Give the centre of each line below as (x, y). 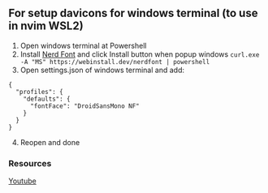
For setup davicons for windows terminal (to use (133, 13)
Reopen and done (50, 142)
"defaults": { (47, 99)
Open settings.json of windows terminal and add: (102, 70)
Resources (30, 163)
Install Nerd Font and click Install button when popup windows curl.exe (140, 54)
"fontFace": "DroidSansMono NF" (84, 106)
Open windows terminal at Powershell (83, 45)
